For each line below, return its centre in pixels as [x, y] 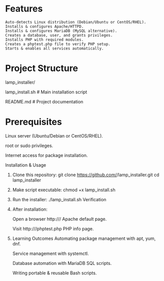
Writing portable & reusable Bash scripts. [54, 273]
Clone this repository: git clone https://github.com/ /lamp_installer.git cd [86, 175]
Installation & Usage [26, 165]
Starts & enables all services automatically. [54, 48]
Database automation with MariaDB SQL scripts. [62, 263]
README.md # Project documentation [44, 101]
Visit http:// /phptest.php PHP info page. [53, 228]
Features [24, 9]
